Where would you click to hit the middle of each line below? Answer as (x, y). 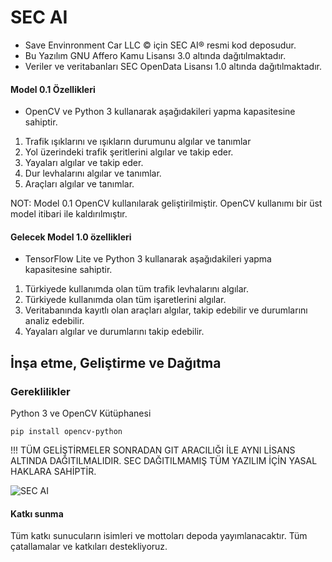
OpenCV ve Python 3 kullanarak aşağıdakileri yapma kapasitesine (160, 112)
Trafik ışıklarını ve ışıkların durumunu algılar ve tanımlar (138, 142)
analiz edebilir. (54, 321)
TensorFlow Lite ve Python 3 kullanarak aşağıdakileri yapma (148, 259)
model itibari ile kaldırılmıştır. (69, 214)
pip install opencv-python (66, 432)
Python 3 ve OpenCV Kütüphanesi (81, 413)
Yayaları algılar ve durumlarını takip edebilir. (114, 332)
